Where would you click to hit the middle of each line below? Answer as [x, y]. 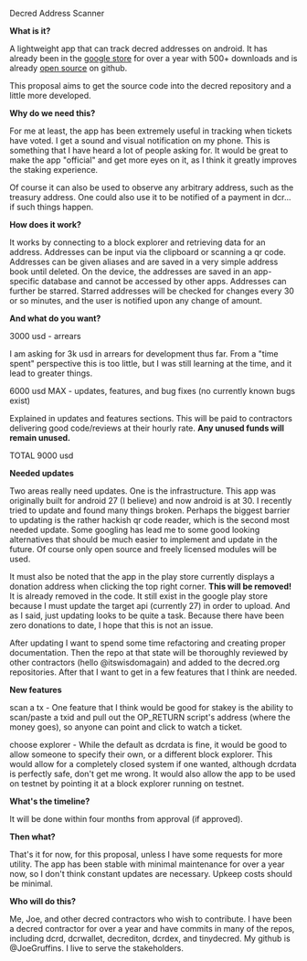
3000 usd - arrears [45, 336]
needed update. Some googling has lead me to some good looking [135, 530]
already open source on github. [69, 68]
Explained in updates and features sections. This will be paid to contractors [151, 418]
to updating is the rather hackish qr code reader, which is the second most [150, 520]
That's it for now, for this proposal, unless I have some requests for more [146, 854]
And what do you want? [55, 318]
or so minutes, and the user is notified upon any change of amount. [136, 300]
